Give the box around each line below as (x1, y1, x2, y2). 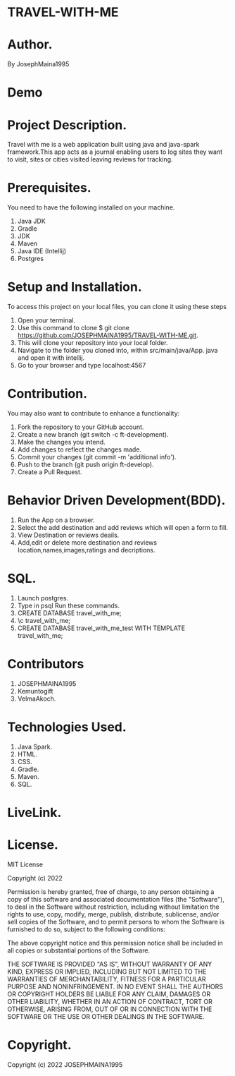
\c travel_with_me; (17, 616, 71, 624)
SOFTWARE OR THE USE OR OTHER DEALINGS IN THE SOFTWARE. (7, 1012, 205, 1020)
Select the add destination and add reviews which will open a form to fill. (17, 524, 229, 531)
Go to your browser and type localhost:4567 (17, 361, 146, 370)
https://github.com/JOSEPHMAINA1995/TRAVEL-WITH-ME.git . (17, 331, 198, 339)
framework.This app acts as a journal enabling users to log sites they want (7, 147, 223, 156)
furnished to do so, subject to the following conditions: (7, 925, 165, 933)
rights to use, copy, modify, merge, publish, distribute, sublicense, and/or (7, 909, 220, 918)
